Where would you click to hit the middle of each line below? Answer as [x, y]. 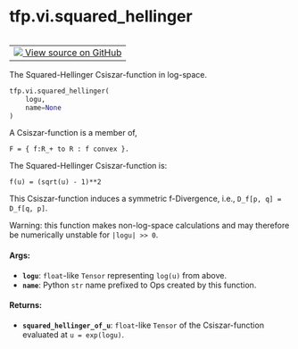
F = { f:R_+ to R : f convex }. [69, 149]
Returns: [26, 305]
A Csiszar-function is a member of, [74, 133]
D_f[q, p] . [29, 208]
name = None [44, 108]
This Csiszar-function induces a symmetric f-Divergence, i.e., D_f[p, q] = [145, 199]
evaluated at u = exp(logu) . [73, 334]
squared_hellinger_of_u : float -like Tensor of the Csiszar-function [143, 325]
